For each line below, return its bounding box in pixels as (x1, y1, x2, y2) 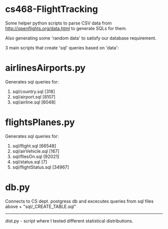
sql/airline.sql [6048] (12, 99, 56, 105)
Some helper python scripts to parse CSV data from (5, 20, 112, 26)
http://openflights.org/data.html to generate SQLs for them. (5, 25, 127, 31)
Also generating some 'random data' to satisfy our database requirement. (5, 35, 156, 41)
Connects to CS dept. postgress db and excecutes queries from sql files (5, 198, 154, 204)
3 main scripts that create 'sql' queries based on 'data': (5, 44, 119, 50)
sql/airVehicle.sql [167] (12, 148, 59, 154)
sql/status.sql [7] (12, 158, 47, 164)
